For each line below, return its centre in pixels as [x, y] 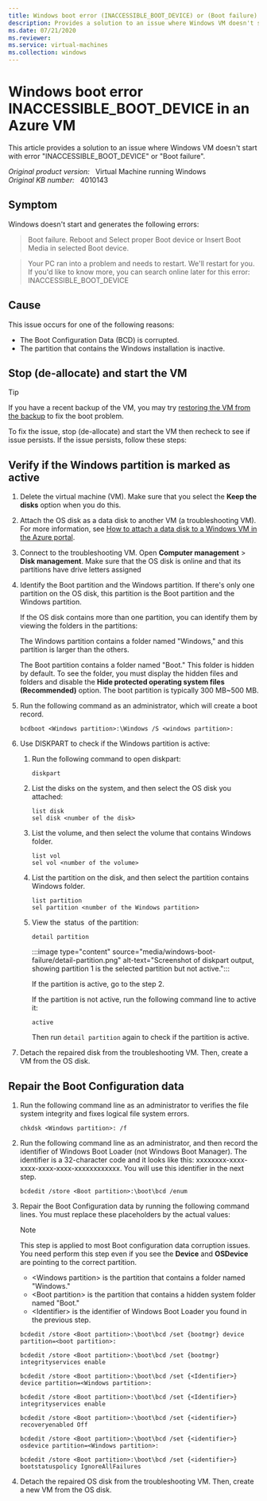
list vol [46, 856]
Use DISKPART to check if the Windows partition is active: [115, 743]
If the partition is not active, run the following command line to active [144, 999]
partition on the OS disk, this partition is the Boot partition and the [127, 594]
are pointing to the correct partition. [78, 1262]
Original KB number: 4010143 [58, 180]
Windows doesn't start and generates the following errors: [104, 224]
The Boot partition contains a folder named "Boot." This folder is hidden [137, 665]
